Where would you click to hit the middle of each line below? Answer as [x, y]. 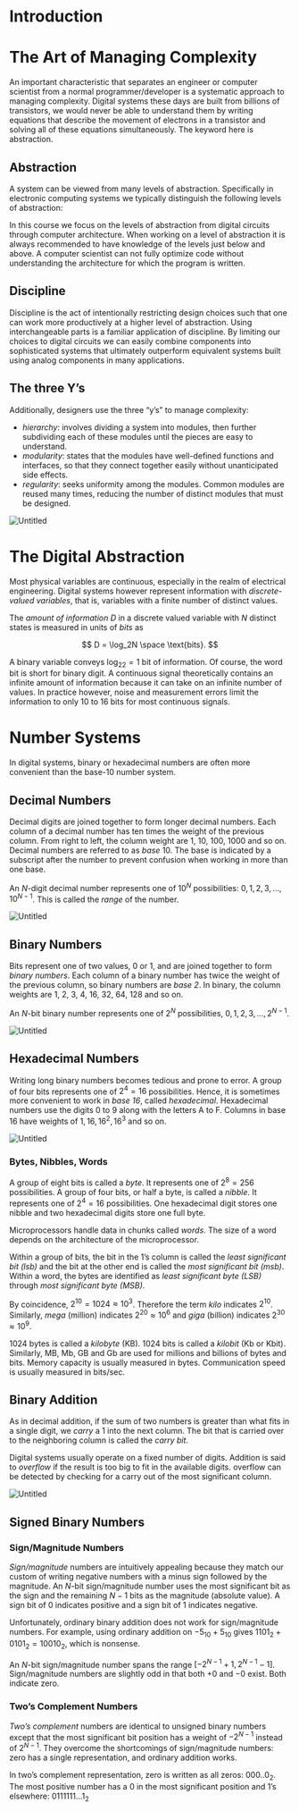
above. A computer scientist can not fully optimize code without [127, 253]
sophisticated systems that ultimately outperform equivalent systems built [145, 350]
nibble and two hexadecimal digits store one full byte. [108, 1212]
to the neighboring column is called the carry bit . [99, 1440]
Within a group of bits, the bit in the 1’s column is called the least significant [148, 1257]
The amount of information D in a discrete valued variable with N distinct [143, 618]
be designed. [46, 503]
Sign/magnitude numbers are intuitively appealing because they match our [146, 1567]
